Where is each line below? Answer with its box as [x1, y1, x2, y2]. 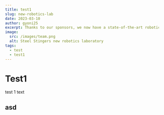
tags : [5, 43, 16, 48]
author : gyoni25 [5, 20, 38, 26]
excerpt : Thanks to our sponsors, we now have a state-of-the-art [5, 25, 143, 30]
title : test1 [5, 7, 32, 12]
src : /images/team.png [9, 34, 56, 39]
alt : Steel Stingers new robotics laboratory [9, 39, 104, 44]
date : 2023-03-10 [5, 16, 41, 21]
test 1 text [5, 89, 24, 95]
